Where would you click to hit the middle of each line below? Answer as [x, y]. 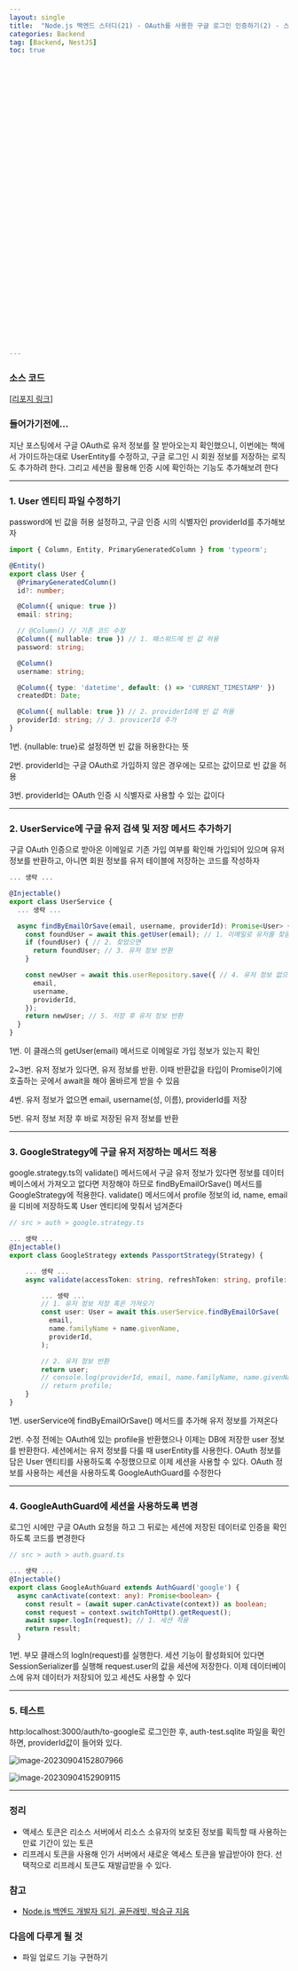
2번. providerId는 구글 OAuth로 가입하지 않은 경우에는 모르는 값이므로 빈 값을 [143, 765]
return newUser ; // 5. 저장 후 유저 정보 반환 [104, 1017]
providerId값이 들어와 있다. [75, 1743]
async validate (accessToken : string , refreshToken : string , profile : [157, 1280]
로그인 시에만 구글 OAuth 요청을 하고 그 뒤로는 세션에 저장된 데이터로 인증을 [140, 1527]
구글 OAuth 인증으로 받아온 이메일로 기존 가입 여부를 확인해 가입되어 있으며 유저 [147, 850]
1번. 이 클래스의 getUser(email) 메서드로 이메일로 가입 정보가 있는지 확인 [134, 1051]
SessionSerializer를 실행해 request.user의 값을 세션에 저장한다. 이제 [129, 1666]
